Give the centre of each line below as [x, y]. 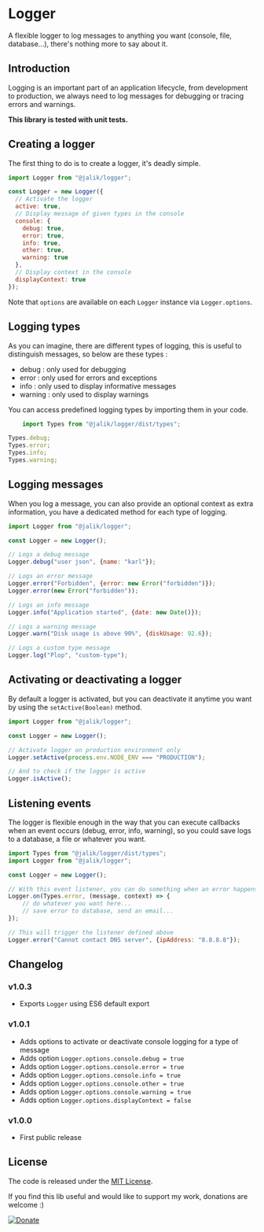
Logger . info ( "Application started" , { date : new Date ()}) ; [105, 612]
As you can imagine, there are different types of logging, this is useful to [125, 345]
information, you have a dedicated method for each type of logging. [118, 511]
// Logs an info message [49, 605]
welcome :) [26, 1204]
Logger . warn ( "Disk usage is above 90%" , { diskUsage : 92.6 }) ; [110, 634]
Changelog [36, 965]
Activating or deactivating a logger [95, 680]
